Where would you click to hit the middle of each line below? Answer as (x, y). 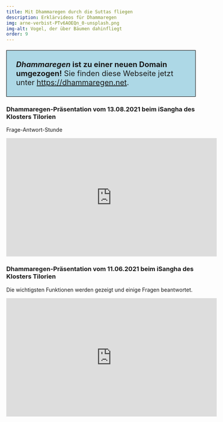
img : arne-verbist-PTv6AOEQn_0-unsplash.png (63, 23)
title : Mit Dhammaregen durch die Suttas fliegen (70, 12)
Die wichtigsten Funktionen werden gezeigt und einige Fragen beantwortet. (99, 290)
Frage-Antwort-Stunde (35, 130)
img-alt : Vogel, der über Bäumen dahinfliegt (64, 29)
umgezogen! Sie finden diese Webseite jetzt (95, 74)
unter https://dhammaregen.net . (72, 83)
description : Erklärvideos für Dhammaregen (62, 17)
